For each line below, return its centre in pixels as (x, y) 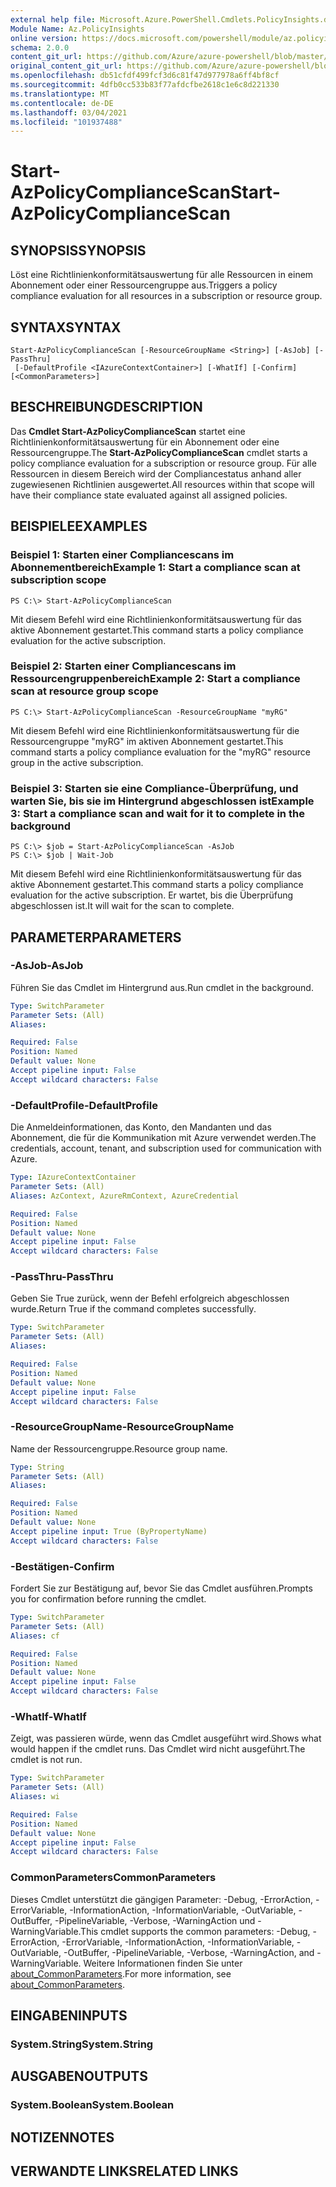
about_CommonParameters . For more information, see (121, 1973)
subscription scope (58, 580)
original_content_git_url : (66, 66)
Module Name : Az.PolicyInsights (77, 29)
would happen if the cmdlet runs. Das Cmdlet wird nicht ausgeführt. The (158, 1749)
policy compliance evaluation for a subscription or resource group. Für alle (163, 463)
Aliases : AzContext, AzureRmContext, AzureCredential (125, 1196)
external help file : (53, 19)
